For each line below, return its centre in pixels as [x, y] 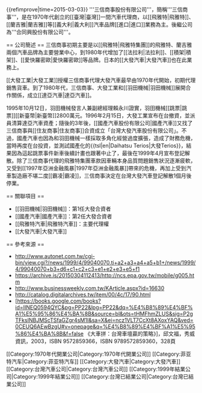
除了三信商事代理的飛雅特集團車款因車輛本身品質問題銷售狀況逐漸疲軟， [106, 161]
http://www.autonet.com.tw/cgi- [55, 256]
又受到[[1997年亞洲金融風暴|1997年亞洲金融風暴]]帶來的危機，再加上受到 [96, 168]
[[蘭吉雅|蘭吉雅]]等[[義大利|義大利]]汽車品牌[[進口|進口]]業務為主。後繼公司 [99, 24]
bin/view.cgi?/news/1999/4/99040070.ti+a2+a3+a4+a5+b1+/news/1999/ [105, 262]
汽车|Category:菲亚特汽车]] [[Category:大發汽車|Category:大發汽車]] [96, 361]
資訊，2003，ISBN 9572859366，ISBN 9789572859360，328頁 [95, 341]
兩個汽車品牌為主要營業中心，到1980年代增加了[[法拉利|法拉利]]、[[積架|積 [99, 52]
